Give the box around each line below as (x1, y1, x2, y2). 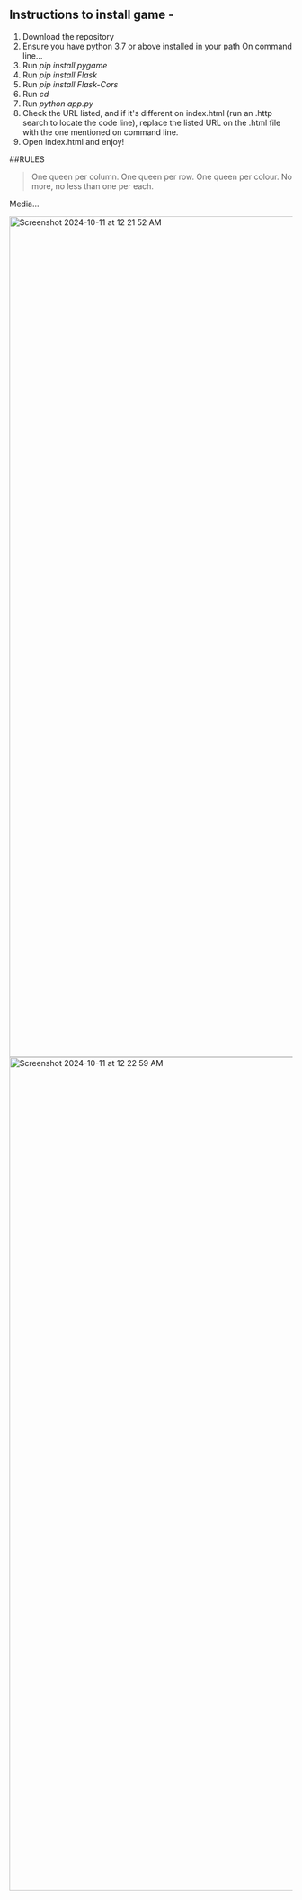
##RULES (9, 153, 45, 165)
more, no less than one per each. (31, 180, 155, 192)
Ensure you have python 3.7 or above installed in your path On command (22, 41, 292, 51)
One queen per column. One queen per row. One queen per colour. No (31, 171, 292, 182)
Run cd (22, 88, 49, 99)
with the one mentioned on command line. (22, 126, 179, 138)
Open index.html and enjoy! (22, 136, 125, 147)
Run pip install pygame (22, 59, 108, 70)
